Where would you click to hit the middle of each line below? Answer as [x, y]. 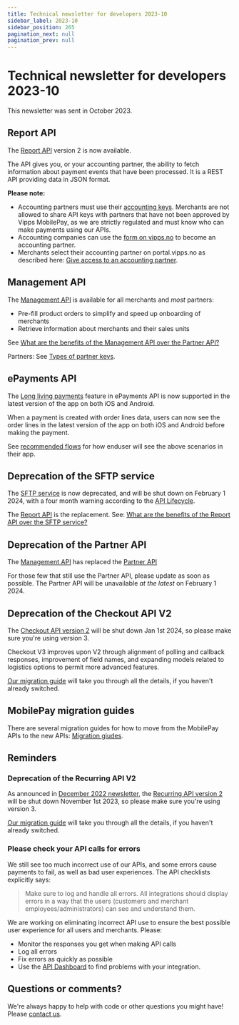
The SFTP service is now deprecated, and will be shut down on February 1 [117, 494]
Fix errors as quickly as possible [65, 959]
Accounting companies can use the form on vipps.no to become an [117, 237]
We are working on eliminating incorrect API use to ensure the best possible [119, 922]
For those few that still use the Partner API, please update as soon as [109, 576]
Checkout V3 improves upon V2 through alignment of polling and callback [116, 652]
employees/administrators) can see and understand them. [110, 908]
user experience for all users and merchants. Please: [85, 930]
